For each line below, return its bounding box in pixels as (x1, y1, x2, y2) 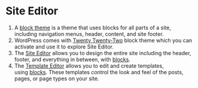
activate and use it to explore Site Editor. (14, 43, 114, 50)
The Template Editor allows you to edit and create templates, (14, 62, 164, 69)
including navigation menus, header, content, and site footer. (14, 30, 164, 37)
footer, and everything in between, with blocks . (14, 56, 131, 63)
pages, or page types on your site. (14, 75, 99, 82)
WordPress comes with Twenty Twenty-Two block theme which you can (14, 37, 193, 44)
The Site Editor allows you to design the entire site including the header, (14, 49, 191, 56)
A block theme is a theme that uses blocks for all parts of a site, (14, 24, 171, 31)
